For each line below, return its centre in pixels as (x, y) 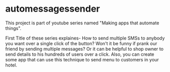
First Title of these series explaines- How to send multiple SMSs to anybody (85, 38)
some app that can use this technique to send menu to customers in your (82, 59)
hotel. (11, 65)
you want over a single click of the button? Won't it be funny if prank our (81, 43)
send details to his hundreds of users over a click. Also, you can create (80, 54)
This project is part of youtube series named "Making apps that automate (82, 23)
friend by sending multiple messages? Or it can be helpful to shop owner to (84, 49)
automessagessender (53, 9)
